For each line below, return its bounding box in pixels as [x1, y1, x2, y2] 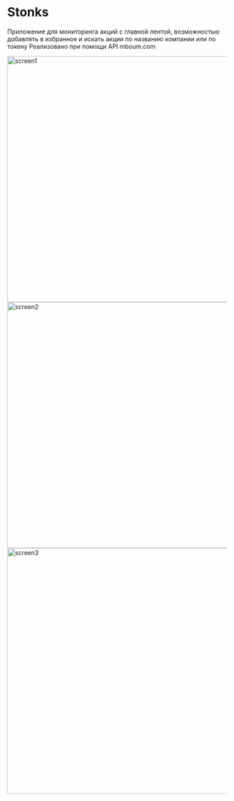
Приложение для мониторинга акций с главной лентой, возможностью [7, 27, 220, 36]
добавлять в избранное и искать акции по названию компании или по [7, 34, 216, 43]
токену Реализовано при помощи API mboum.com [7, 42, 156, 50]
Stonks [7, 4, 49, 20]
